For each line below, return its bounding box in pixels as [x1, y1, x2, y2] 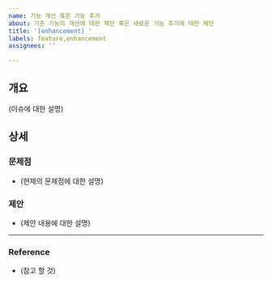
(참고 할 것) [19, 266, 57, 276]
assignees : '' [8, 42, 57, 50]
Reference [8, 246, 50, 257]
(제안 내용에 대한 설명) [19, 218, 91, 227]
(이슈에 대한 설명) [8, 103, 64, 113]
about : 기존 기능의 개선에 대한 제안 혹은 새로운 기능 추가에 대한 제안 [8, 19, 215, 27]
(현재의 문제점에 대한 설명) [19, 175, 104, 186]
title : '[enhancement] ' [8, 27, 92, 35]
